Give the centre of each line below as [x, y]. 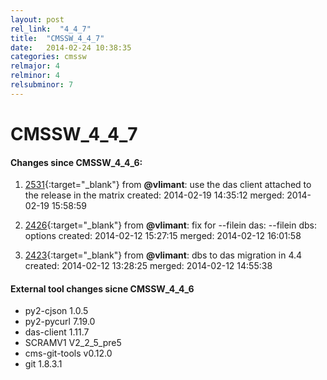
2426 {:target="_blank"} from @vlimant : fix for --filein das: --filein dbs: [171, 225]
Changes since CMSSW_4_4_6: [76, 162]
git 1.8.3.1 [43, 364]
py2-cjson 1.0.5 [56, 311]
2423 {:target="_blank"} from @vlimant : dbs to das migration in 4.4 [163, 255]
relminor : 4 [35, 76]
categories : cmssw [48, 57]
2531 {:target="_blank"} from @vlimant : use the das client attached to [168, 185]
